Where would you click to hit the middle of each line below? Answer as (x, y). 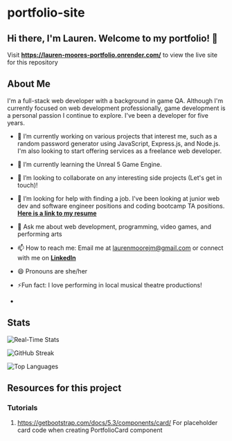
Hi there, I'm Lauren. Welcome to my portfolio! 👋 (113, 38)
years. (16, 123)
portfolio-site (46, 13)
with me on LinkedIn (46, 258)
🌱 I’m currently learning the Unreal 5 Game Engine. (90, 164)
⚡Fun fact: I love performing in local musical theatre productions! (109, 285)
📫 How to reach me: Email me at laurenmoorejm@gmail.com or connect (120, 248)
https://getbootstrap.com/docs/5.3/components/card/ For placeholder (117, 423)
